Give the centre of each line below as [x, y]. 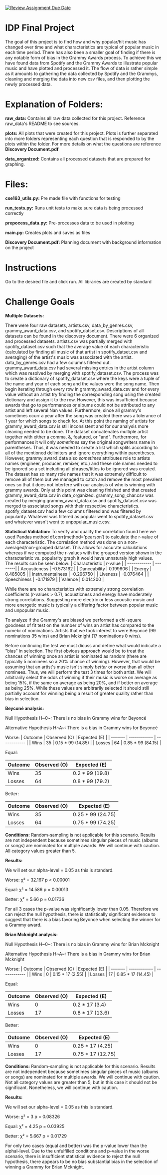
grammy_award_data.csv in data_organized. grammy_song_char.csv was [79, 495]
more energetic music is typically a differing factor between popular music [82, 605]
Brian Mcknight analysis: [32, 934]
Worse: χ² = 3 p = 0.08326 [33, 1117]
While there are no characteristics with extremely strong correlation [75, 589]
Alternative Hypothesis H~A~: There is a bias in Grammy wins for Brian [78, 954]
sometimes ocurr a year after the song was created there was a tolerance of [83, 415]
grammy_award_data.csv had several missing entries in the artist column [80, 368]
